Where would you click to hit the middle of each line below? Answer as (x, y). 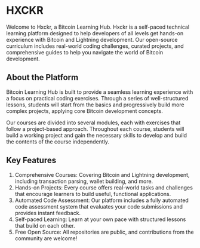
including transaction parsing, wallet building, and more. (84, 181)
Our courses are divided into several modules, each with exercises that (93, 123)
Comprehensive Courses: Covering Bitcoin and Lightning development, (102, 174)
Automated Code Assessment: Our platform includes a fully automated (102, 200)
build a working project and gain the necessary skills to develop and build (96, 135)
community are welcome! (46, 238)
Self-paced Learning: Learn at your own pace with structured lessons (100, 219)
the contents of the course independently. (58, 142)
